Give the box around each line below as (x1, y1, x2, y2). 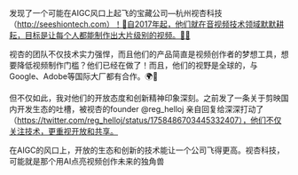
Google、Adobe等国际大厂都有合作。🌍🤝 (9, 71, 159, 82)
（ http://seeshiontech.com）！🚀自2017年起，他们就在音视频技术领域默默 (9, 19, 277, 29)
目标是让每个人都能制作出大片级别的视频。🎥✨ (24, 30, 191, 40)
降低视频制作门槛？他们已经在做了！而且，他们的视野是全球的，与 (16, 60, 258, 70)
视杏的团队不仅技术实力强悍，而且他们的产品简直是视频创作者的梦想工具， (9, 49, 281, 60)
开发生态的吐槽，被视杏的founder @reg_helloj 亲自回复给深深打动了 (16, 104, 264, 114)
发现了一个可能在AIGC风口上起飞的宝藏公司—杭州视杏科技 (9, 8, 223, 18)
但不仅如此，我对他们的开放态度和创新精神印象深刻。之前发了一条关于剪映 (9, 92, 281, 103)
